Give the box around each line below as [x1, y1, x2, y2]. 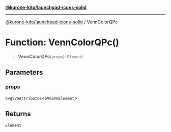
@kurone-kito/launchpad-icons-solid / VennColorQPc [5, 19, 118, 25]
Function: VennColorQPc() [5, 37, 120, 48]
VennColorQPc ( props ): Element [17, 53, 83, 59]
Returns [5, 110, 32, 118]
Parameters [5, 68, 43, 77]
